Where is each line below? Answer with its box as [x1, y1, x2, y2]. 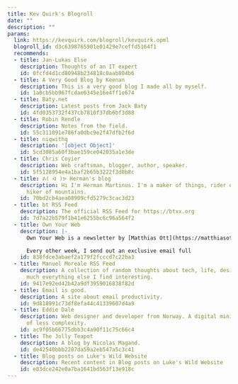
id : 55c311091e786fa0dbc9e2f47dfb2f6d [20, 129, 135, 136]
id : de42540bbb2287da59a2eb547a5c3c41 [20, 346, 135, 353]
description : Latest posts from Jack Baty [20, 103, 147, 110]
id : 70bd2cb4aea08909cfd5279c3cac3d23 [20, 195, 135, 202]
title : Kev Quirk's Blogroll [7, 10, 93, 18]
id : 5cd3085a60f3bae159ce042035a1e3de [20, 149, 135, 156]
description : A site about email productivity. [20, 293, 163, 300]
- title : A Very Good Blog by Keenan [13, 76, 125, 84]
